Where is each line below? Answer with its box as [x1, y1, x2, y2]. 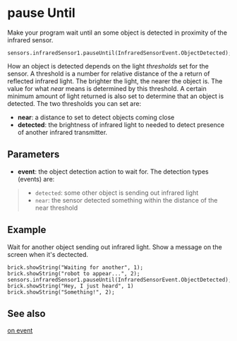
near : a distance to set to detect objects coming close [17, 113, 175, 121]
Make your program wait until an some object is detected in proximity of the [7, 28, 228, 37]
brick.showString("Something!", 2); [7, 288, 115, 296]
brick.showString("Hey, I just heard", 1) [7, 282, 134, 289]
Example [7, 224, 47, 236]
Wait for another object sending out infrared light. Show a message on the [7, 242, 222, 251]
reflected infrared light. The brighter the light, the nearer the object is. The [7, 76, 223, 85]
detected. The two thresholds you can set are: [7, 99, 142, 107]
